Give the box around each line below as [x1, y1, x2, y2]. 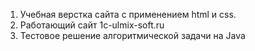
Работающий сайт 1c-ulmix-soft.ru [19, 19, 165, 31]
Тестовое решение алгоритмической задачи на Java [19, 30, 246, 41]
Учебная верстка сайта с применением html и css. [19, 9, 237, 20]
